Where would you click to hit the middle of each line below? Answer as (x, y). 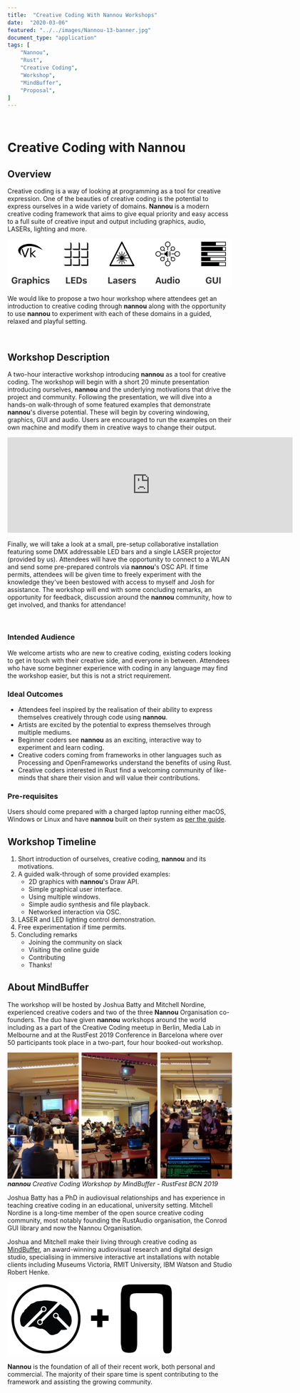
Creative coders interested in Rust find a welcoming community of (115, 770)
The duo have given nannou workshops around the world (122, 1019)
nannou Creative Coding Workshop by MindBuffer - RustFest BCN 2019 (113, 1184)
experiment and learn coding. (61, 747)
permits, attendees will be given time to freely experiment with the (104, 575)
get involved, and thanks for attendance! (67, 605)
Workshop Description (59, 357)
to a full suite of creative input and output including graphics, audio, (107, 222)
